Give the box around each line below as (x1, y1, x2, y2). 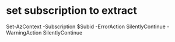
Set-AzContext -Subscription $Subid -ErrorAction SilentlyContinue (6, 23, 166, 30)
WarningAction (6, 29, 42, 36)
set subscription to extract (6, 4, 137, 17)
